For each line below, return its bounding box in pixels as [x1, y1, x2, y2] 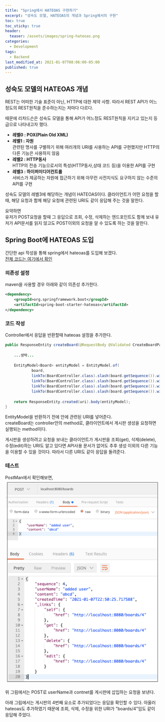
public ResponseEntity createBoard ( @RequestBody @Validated [5, 342, 131, 347]
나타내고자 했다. [18, 122, 49, 128]
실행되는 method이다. [5, 426, 47, 432]
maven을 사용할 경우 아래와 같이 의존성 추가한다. [5, 282, 99, 287]
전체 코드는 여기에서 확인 [5, 256, 53, 262]
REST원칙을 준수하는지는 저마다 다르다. [18, 105, 93, 111]
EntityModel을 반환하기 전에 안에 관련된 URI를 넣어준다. [5, 414, 112, 420]
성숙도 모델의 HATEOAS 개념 [5, 85, 88, 93]
